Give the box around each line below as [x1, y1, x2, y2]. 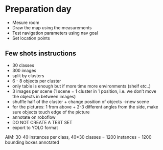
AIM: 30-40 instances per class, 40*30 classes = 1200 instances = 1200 [5, 134, 152, 140]
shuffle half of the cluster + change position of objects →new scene [12, 99, 149, 105]
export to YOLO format [12, 125, 58, 130]
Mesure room [12, 20, 40, 25]
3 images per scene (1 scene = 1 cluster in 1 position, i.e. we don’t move [12, 88, 157, 94]
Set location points [12, 35, 50, 41]
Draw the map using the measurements [12, 24, 92, 30]
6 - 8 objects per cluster [12, 78, 61, 84]
